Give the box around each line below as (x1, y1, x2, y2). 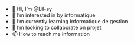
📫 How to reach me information (11, 31, 90, 37)
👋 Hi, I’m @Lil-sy (11, 6, 52, 12)
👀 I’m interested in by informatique (11, 12, 96, 19)
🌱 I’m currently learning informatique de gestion (11, 18, 128, 24)
